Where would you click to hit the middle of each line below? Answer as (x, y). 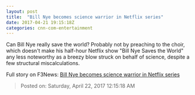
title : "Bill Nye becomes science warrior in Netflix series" (85, 17)
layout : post (22, 11)
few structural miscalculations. (43, 63)
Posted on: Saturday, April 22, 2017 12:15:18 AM (78, 86)
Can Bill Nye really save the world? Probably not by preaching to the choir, (96, 45)
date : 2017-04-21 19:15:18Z (40, 22)
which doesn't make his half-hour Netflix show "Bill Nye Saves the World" (95, 51)
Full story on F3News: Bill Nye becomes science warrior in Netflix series (93, 74)
